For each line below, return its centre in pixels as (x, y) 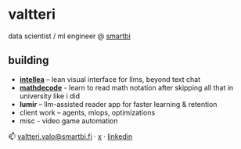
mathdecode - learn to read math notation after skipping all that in (126, 87)
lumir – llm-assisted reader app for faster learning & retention (118, 104)
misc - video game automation (69, 121)
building (29, 60)
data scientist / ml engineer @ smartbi (69, 36)
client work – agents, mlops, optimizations (87, 112)
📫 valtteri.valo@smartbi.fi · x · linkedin (70, 136)
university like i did (50, 96)
